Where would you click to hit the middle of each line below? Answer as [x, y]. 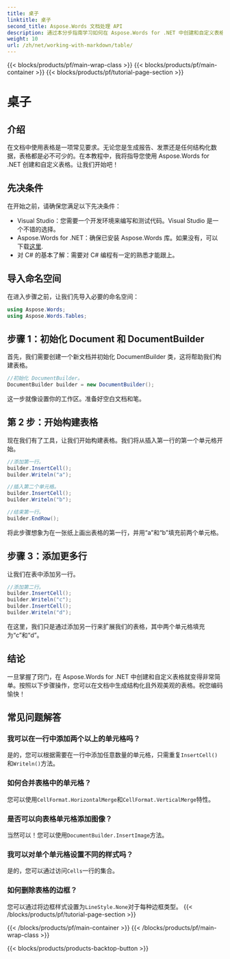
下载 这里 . [30, 246]
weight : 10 [23, 39]
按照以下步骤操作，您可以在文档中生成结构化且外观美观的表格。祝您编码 [121, 685]
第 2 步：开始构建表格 [53, 423]
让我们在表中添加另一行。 [43, 574]
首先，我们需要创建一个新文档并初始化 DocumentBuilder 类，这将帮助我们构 [114, 357]
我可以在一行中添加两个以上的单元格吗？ [74, 739]
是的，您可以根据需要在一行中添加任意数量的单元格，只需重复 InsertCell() [112, 755]
